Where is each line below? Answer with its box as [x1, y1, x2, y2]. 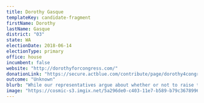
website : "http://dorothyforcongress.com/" [6, 65, 118, 71]
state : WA [6, 37, 32, 43]
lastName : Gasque [6, 25, 50, 32]
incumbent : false [6, 59, 50, 65]
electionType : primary [6, 48, 64, 55]
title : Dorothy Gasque [6, 8, 64, 15]
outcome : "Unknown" [6, 76, 56, 82]
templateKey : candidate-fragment [6, 15, 91, 21]
